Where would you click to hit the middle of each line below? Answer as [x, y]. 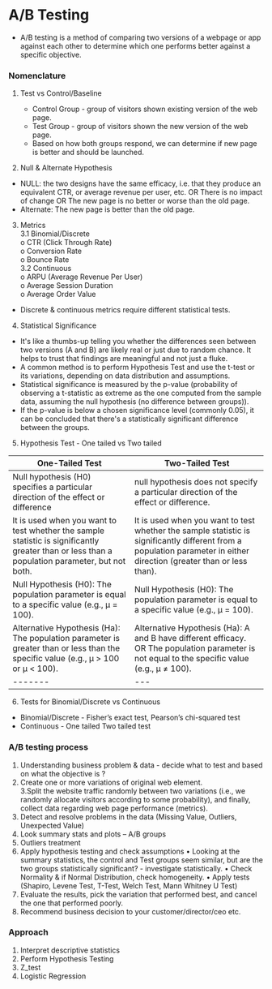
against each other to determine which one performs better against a [135, 45]
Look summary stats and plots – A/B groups [93, 834]
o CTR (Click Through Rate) [66, 243]
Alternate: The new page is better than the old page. [107, 209]
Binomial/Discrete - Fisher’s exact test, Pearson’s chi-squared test [130, 718]
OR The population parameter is [195, 648]
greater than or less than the [66, 648]
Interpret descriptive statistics [70, 950]
